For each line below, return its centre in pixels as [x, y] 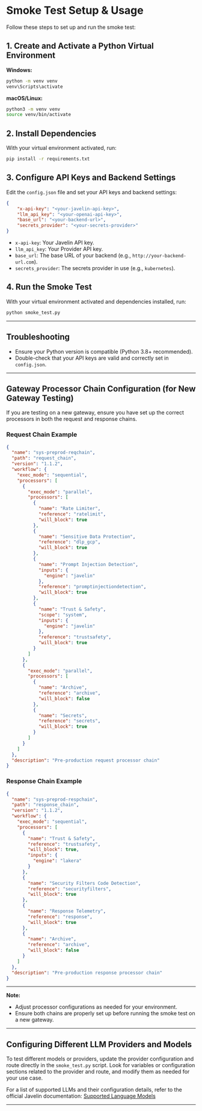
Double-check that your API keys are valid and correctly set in [92, 358]
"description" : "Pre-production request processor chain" [86, 760]
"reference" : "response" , [60, 917]
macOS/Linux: [25, 98]
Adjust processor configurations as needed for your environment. [96, 1007]
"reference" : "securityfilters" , [70, 889]
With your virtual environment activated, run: [62, 148]
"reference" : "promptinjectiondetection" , [92, 587]
